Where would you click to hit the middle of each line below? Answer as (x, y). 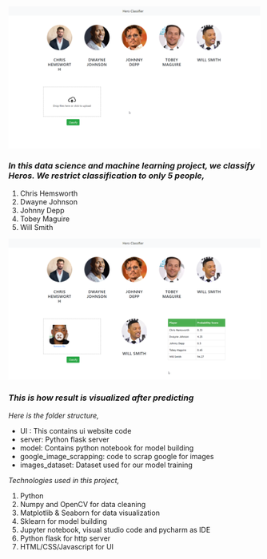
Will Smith (36, 227)
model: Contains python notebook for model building (107, 448)
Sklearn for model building (64, 521)
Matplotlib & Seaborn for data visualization (90, 513)
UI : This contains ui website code (76, 430)
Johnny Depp (42, 210)
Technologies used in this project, (64, 480)
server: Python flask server (64, 439)
